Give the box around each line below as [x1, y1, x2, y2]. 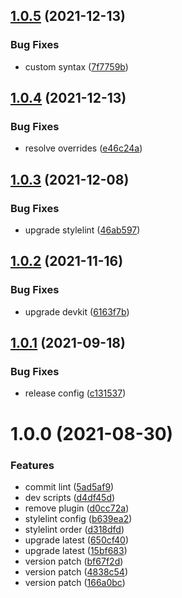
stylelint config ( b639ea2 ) [24, 512, 133, 524]
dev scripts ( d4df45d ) [24, 491, 116, 503]
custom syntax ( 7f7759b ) [24, 60, 129, 73]
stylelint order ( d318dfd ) [24, 523, 125, 535]
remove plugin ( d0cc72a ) [24, 502, 130, 514]
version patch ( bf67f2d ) [24, 555, 124, 567]
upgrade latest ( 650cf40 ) [24, 534, 130, 546]
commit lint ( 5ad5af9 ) [24, 480, 115, 493]
